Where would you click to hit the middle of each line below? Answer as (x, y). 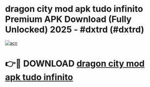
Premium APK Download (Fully (68, 19)
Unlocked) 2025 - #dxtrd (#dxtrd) (75, 30)
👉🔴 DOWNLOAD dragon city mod (75, 64)
